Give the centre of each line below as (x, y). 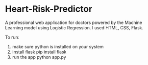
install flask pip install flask (39, 52)
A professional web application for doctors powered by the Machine (74, 22)
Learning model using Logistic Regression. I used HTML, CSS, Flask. (74, 27)
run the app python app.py (39, 57)
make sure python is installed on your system (58, 46)
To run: (12, 37)
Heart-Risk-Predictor (49, 9)
